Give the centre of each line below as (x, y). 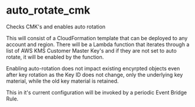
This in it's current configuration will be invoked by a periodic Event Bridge (97, 92)
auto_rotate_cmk (48, 10)
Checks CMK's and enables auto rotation (56, 27)
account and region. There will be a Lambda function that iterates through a (98, 44)
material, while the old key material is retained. (62, 81)
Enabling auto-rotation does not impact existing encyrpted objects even (93, 68)
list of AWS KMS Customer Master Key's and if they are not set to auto (91, 50)
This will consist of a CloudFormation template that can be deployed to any (97, 38)
